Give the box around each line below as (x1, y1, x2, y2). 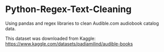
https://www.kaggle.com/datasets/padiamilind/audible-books (5, 40, 133, 46)
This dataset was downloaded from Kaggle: (5, 35, 96, 41)
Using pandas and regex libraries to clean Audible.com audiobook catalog (5, 20, 159, 26)
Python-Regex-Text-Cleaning (5, 4, 132, 15)
